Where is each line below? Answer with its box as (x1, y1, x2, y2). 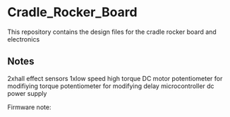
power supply (7, 89, 47, 97)
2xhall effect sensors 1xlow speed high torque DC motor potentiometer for (7, 74, 223, 82)
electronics (7, 35, 40, 43)
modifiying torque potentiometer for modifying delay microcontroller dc (7, 82, 214, 90)
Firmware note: (7, 103, 52, 111)
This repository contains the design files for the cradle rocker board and (7, 27, 217, 36)
